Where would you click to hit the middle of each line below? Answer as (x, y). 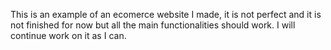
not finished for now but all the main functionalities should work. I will (153, 25)
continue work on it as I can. (68, 35)
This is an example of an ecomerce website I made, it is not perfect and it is (166, 14)
